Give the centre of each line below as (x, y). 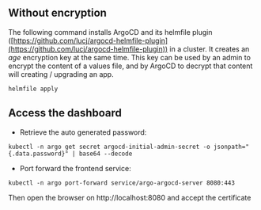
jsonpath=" (231, 147)
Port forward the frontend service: (76, 168)
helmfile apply (33, 89)
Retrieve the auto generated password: (83, 132)
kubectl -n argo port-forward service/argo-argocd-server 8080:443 (122, 183)
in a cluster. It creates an (210, 49)
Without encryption (57, 13)
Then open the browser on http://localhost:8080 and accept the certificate (130, 197)
